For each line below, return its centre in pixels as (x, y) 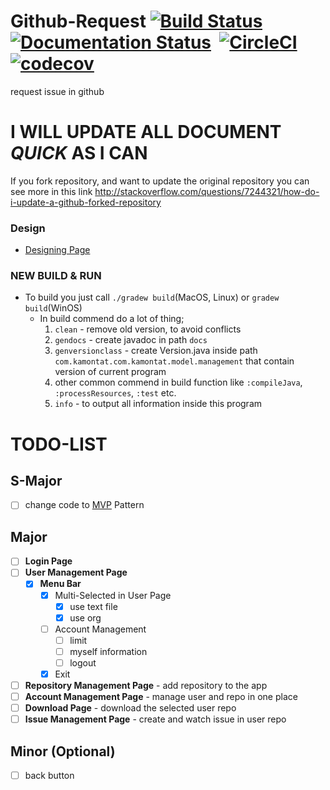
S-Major (36, 481)
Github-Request (78, 21)
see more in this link (51, 191)
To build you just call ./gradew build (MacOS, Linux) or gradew (152, 297)
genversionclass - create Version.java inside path (156, 351)
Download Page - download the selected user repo (130, 708)
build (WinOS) (53, 308)
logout (83, 662)
